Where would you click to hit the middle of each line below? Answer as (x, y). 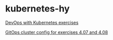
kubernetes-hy (37, 9)
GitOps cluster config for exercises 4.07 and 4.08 (56, 32)
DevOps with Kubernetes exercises (42, 22)
